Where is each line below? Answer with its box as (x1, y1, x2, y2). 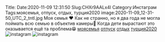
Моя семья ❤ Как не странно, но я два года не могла (44, 15, 160, 21)
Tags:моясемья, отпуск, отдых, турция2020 (5, 10, 100, 16)
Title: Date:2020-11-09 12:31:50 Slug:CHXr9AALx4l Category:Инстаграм (5, 5, 157, 10)
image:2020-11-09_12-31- (101, 10, 154, 16)
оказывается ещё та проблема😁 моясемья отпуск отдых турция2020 (5, 26, 157, 32)
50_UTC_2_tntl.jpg (5, 15, 43, 21)
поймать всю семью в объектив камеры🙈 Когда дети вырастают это (5, 20, 155, 26)
